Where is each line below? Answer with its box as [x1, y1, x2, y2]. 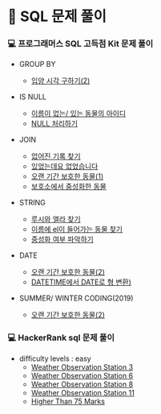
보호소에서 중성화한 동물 [30, 182, 107, 192]
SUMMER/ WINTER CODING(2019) [18, 293, 134, 303]
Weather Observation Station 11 [30, 387, 135, 397]
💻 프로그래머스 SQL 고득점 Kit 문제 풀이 [7, 38, 154, 49]
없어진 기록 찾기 [30, 151, 81, 161]
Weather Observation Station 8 [30, 379, 134, 389]
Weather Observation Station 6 [30, 371, 134, 380]
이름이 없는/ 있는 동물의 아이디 [30, 109, 126, 118]
